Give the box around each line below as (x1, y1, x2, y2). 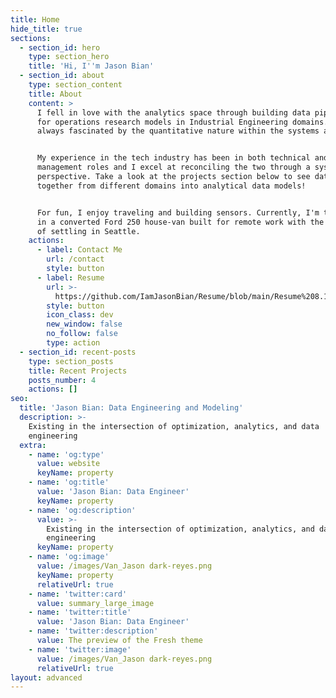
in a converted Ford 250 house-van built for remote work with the (36, 217, 325, 227)
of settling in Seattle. (36, 226, 141, 236)
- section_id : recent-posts (19, 347, 137, 357)
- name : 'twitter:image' (28, 644, 132, 655)
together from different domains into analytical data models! (36, 181, 307, 191)
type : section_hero (28, 52, 110, 62)
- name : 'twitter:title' (28, 607, 132, 618)
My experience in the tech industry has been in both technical (36, 153, 311, 163)
